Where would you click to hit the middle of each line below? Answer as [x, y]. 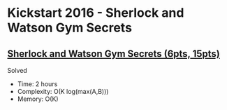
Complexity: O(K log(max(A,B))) [63, 91]
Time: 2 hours [37, 84]
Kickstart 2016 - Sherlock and [96, 13]
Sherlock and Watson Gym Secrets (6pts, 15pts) [113, 54]
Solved [17, 70]
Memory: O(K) [38, 99]
